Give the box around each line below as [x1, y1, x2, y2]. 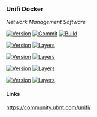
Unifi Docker [6, 5, 44, 13]
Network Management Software [6, 19, 86, 26]
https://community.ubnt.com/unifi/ [6, 104, 91, 111]
